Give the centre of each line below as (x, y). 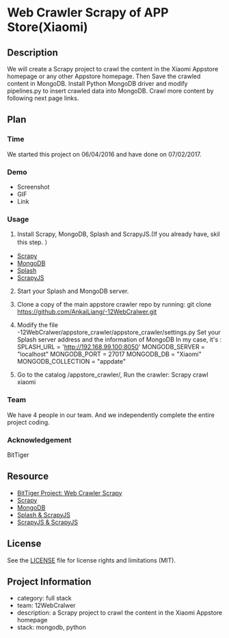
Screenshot (33, 187)
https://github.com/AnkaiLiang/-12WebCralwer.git (87, 312)
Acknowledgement (39, 440)
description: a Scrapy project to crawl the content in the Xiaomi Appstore (120, 613)
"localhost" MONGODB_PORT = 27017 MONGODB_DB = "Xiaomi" (109, 354)
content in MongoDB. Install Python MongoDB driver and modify (97, 83)
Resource (28, 476)
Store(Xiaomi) (48, 27)
